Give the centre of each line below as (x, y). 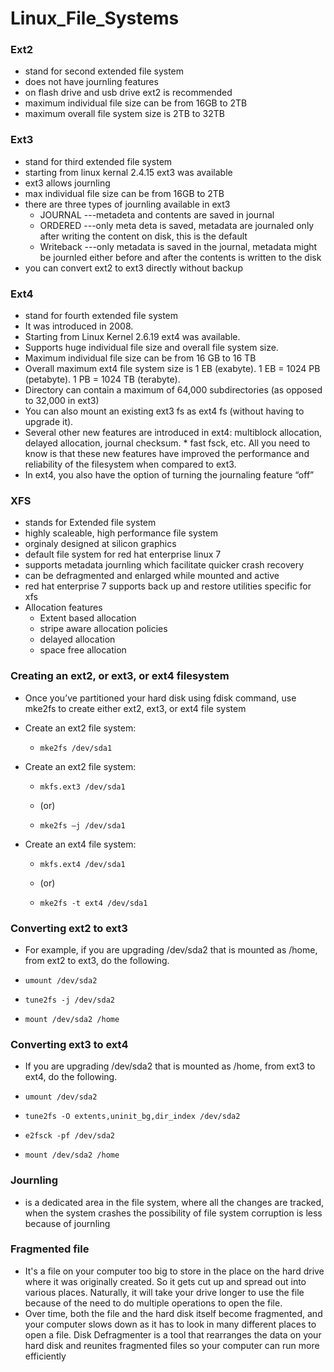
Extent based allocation (88, 618)
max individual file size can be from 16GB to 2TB (124, 193)
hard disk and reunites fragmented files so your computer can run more (172, 1345)
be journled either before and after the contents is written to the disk (180, 257)
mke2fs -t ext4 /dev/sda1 (93, 903)
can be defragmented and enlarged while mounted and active (152, 576)
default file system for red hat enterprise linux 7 (123, 554)
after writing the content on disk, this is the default (143, 236)
